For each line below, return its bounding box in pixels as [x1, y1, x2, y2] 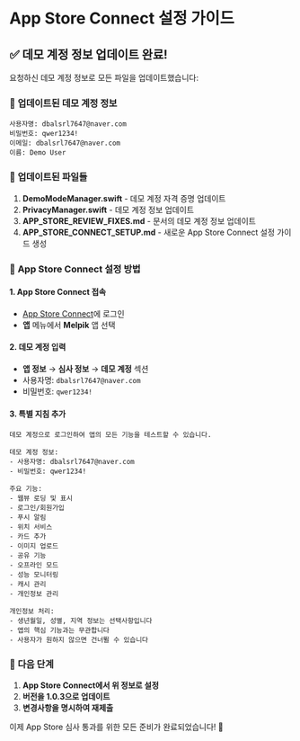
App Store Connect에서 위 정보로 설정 [22, 680, 160, 691]
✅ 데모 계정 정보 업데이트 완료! [9, 47, 168, 62]
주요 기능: [9, 485, 43, 494]
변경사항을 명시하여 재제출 [22, 702, 114, 713]
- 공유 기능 [9, 551, 47, 560]
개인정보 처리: [9, 607, 55, 616]
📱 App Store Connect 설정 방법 [9, 263, 141, 275]
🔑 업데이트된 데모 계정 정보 [9, 96, 118, 109]
